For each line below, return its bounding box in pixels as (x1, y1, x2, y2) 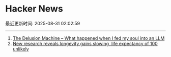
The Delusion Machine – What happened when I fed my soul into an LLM (12, 35, 165, 41)
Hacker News (5, 3, 64, 15)
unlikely (12, 46, 29, 52)
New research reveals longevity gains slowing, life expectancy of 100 (12, 40, 158, 46)
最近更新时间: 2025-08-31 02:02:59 (5, 20, 80, 26)
